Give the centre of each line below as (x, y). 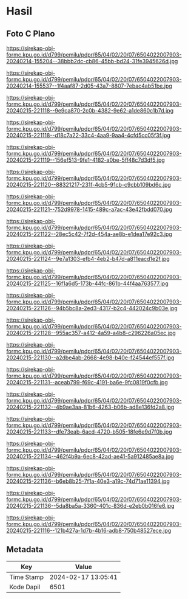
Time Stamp (27, 577)
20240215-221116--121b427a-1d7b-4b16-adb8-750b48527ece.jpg (89, 531)
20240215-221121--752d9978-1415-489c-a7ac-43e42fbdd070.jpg (89, 209)
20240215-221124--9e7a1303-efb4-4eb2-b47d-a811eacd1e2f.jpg (88, 259)
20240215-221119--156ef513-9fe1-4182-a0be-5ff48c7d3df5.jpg (86, 160)
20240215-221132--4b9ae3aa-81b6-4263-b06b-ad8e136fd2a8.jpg (90, 407)
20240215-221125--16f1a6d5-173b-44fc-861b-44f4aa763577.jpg (87, 283)
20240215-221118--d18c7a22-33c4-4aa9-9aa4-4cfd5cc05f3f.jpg (89, 135)
